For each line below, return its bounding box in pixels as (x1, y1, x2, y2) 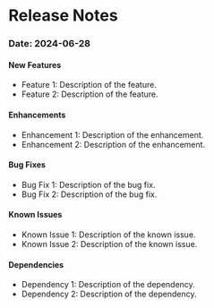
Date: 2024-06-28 (8, 38, 91, 50)
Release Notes (8, 5, 118, 26)
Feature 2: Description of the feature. (21, 89, 158, 99)
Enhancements (8, 109, 66, 120)
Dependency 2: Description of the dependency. (21, 288, 197, 300)
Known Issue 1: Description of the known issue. (21, 229, 196, 240)
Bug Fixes (8, 159, 47, 170)
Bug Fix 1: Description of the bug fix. (21, 179, 156, 190)
